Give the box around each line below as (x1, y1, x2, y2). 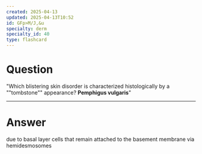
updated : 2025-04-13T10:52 (6, 14, 74, 20)
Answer (6, 115, 46, 129)
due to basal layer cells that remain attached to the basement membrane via (6, 135, 195, 143)
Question (6, 63, 53, 76)
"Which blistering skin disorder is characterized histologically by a (6, 82, 170, 90)
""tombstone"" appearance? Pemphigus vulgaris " (6, 88, 131, 96)
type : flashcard (6, 37, 47, 43)
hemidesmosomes (6, 142, 52, 149)
